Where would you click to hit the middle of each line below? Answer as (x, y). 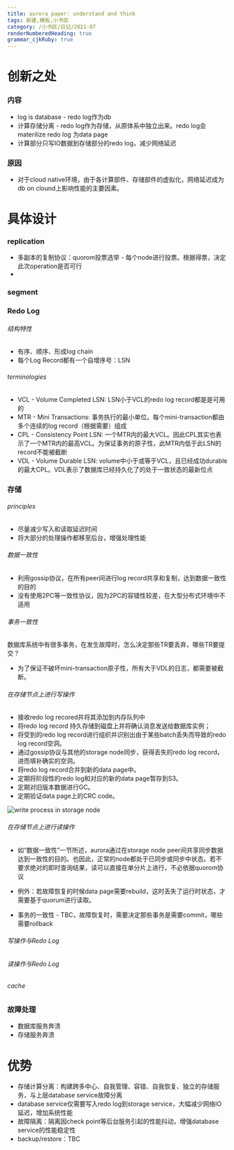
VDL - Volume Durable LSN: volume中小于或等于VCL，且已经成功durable (122, 461)
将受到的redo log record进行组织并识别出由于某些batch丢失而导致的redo (122, 735)
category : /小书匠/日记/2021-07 (52, 27)
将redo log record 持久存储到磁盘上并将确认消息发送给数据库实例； (114, 726)
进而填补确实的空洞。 (48, 761)
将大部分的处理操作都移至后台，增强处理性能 (82, 538)
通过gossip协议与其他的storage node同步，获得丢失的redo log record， (120, 752)
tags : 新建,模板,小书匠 (38, 20)
